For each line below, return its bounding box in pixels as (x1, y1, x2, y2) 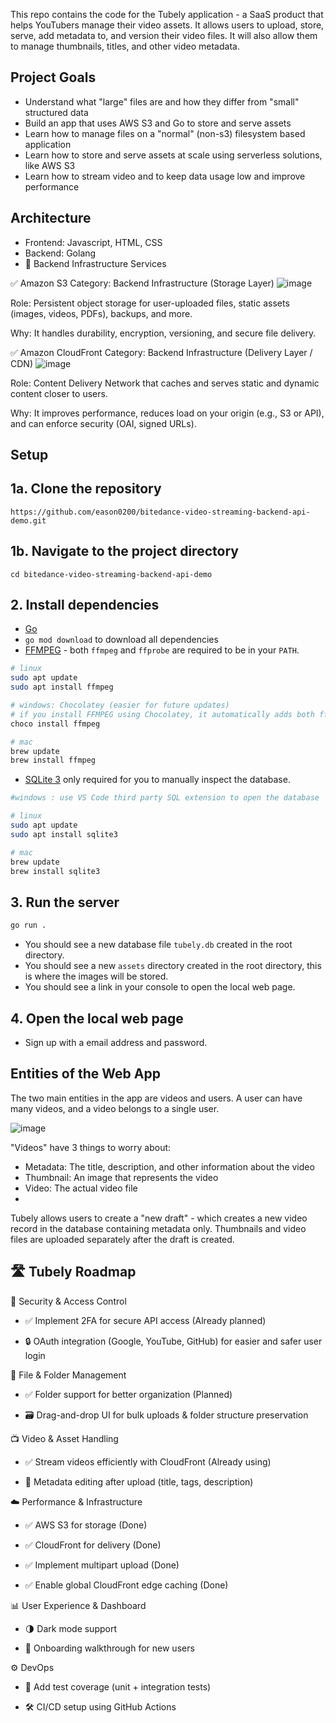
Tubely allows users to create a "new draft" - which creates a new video (10, 1212, 308, 1224)
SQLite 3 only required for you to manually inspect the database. (24, 774, 291, 786)
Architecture (10, 210, 92, 227)
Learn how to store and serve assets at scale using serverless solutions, (24, 149, 323, 161)
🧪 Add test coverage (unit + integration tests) (24, 1680, 212, 1693)
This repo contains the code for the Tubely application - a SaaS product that (10, 9, 324, 20)
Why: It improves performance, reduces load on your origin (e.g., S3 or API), (10, 407, 325, 419)
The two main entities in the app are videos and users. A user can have (10, 1092, 303, 1104)
